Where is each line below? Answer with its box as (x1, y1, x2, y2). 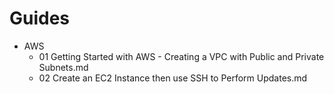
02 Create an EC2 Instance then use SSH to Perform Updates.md (38, 72, 308, 84)
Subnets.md (38, 61, 89, 73)
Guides (9, 7, 71, 30)
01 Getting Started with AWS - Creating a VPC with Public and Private (38, 50, 325, 62)
